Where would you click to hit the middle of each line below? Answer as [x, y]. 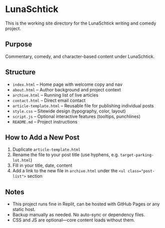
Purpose [19, 44]
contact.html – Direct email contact [49, 100]
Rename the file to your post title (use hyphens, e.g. [65, 155]
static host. [24, 209]
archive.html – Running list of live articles [55, 95]
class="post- [141, 171]
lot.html [21, 161]
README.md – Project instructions [45, 122]
